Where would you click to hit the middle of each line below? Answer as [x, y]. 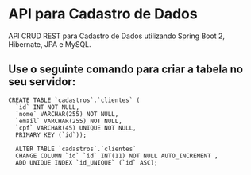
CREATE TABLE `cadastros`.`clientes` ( [74, 100]
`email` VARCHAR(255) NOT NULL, [69, 121]
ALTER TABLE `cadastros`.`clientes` [76, 149]
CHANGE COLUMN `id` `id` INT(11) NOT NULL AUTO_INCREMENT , [117, 156]
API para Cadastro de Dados [103, 14]
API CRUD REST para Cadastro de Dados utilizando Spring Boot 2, [116, 36]
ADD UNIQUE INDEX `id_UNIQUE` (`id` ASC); [87, 163]
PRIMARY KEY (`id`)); [51, 135]
